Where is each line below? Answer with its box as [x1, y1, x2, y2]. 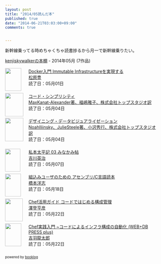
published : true [5, 16, 38, 21]
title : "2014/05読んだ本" [5, 12, 55, 16]
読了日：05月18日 [28, 186, 64, 192]
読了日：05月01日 [28, 81, 64, 86]
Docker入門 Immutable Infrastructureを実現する [28, 68, 124, 74]
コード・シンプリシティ [28, 93, 75, 99]
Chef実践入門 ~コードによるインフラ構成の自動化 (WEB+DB [28, 224, 148, 230]
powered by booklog [5, 255, 38, 260]
